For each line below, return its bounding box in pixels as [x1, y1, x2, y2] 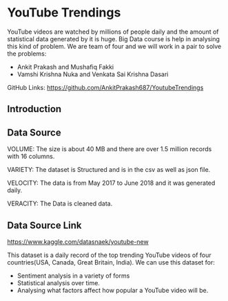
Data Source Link [7, 219, 82, 231]
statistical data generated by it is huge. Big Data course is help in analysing [7, 34, 220, 43]
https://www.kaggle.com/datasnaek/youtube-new [7, 237, 149, 245]
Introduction [7, 103, 62, 115]
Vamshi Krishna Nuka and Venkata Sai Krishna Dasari [17, 70, 169, 78]
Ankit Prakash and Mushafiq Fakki [17, 63, 114, 71]
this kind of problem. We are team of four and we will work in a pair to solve [7, 42, 222, 50]
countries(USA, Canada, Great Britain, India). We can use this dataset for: [7, 258, 216, 266]
